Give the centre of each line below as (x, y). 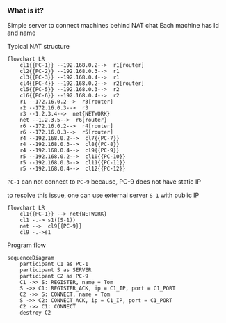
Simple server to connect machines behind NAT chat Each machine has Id (113, 26)
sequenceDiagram (31, 258)
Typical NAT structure (38, 47)
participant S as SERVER (56, 270)
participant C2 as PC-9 (54, 276)
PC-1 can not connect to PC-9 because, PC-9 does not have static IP (104, 182)
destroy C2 (35, 313)
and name (22, 33)
